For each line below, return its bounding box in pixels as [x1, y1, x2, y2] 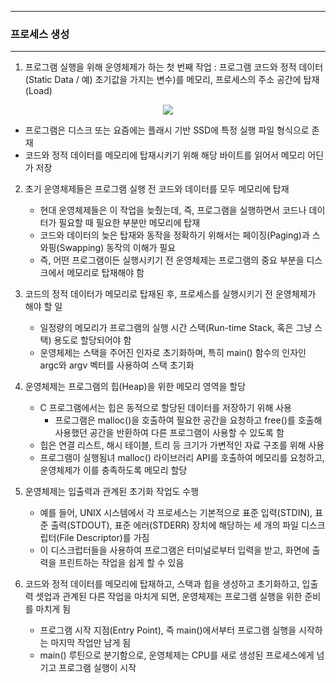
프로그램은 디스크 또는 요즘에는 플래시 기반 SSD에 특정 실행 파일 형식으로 [24, 124, 310, 136]
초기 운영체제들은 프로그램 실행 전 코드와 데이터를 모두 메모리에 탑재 [24, 183, 290, 195]
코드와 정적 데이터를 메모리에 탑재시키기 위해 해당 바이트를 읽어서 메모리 [24, 149, 306, 161]
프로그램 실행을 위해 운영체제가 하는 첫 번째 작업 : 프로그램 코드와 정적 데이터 [24, 61, 324, 73]
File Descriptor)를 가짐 [59, 532, 150, 544]
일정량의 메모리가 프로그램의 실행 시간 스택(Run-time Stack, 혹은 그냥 [39, 322, 313, 334]
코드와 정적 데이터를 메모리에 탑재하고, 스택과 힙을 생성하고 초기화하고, [24, 578, 300, 590]
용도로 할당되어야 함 [53, 334, 132, 346]
